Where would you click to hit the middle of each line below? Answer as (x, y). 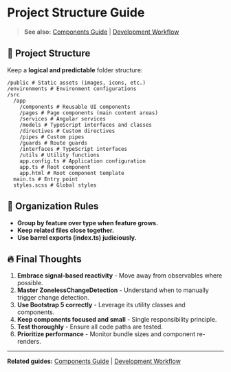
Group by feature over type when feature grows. (88, 223)
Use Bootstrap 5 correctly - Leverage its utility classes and (101, 305)
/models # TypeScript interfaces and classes (86, 125)
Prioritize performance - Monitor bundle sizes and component (106, 334)
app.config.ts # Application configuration (83, 161)
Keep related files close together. (66, 230)
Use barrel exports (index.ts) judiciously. (77, 237)
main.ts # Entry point (46, 179)
